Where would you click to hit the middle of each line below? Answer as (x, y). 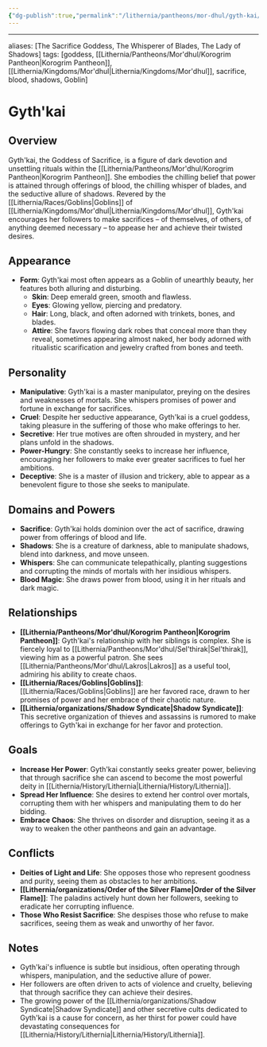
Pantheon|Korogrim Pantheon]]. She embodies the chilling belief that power (132, 176)
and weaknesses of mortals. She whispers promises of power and (128, 400)
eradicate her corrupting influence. (77, 906)
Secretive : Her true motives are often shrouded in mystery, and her (130, 434)
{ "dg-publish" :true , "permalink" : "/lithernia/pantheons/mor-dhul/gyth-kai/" (136, 16)
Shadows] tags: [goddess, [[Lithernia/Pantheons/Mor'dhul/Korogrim (120, 54)
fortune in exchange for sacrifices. (76, 409)
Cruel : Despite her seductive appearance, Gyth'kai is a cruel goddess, (135, 417)
